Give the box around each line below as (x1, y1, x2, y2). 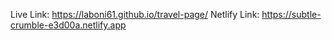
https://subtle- (261, 9, 322, 20)
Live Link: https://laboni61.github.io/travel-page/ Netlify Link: (10, 9, 260, 20)
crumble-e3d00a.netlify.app (10, 19, 127, 31)
